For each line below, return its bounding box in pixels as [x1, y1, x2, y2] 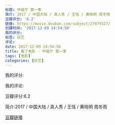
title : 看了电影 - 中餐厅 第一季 [5, 49, 67, 54]
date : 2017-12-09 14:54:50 [5, 44, 61, 49]
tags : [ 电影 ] [5, 53, 31, 59]
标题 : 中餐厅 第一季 [5, 7, 42, 12]
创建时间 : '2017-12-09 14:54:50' [5, 26, 71, 31]
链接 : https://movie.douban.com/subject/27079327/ [5, 21, 111, 26]
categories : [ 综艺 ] [5, 58, 44, 63]
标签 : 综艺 [5, 35, 25, 40]
